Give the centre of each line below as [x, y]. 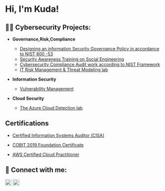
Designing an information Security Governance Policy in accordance [89, 49]
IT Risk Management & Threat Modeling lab [64, 70]
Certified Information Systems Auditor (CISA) [58, 135]
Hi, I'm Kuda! [32, 9]
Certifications [27, 124]
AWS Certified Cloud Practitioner [46, 154]
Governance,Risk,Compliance [44, 39]
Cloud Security [28, 98]
